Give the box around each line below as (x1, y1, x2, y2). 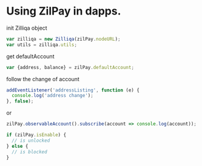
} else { (6, 143, 29, 149)
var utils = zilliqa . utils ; (6, 41, 78, 48)
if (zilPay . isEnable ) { (6, 132, 67, 138)
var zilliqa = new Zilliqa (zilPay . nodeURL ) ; (6, 36, 121, 42)
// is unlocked (12, 138, 50, 144)
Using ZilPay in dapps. (6, 4, 121, 18)
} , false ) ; (6, 98, 34, 104)
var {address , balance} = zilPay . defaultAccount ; (6, 64, 135, 70)
